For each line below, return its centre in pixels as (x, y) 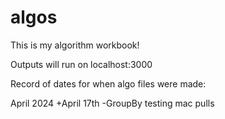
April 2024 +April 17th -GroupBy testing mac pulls (112, 103)
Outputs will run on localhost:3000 (81, 64)
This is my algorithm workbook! (75, 45)
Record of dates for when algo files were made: (108, 83)
